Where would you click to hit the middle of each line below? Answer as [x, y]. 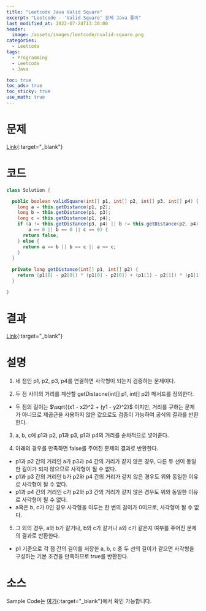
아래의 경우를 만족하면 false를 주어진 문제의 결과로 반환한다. [87, 448]
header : [16, 29]
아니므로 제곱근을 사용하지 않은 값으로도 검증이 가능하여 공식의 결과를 [105, 414]
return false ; [41, 235]
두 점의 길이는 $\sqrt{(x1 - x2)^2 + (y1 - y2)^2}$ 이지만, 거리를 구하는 [99, 407]
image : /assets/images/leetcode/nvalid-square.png [78, 35]
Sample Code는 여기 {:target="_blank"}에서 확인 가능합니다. [79, 601]
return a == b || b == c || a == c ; [69, 247]
